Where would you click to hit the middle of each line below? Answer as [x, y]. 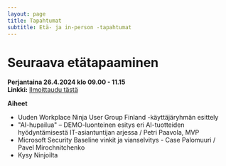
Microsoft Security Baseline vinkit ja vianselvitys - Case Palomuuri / [117, 140]
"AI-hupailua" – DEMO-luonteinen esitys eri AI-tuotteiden [101, 125]
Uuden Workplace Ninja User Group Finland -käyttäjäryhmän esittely [118, 118]
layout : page [27, 14]
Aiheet [17, 103]
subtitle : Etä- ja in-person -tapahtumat [70, 27]
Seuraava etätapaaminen [83, 62]
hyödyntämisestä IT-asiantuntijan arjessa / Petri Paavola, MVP [108, 133]
